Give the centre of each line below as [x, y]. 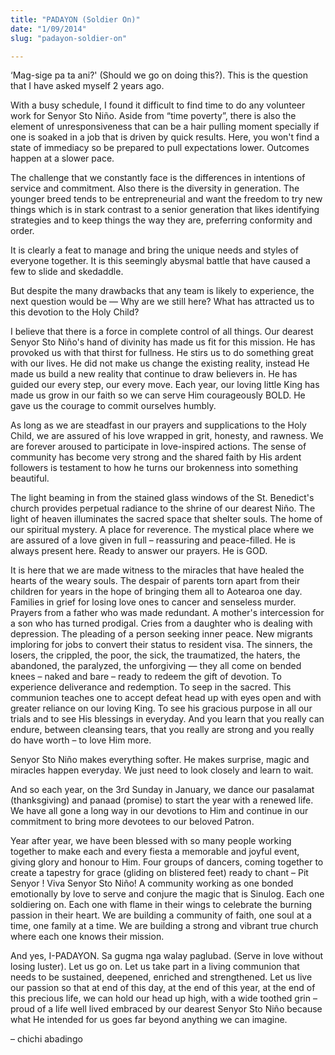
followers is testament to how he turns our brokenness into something [154, 468]
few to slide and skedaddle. [67, 272]
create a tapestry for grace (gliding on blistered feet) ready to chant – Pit [159, 873]
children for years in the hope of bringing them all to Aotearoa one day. [156, 592]
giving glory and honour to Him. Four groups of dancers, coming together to [167, 862]
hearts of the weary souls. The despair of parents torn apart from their [155, 581]
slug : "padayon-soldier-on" [69, 38]
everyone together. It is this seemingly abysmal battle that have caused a [160, 261]
